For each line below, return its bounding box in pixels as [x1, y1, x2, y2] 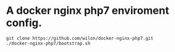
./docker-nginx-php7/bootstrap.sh [6, 40, 91, 46]
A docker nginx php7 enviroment [6, 4, 169, 17]
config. [6, 16, 42, 29]
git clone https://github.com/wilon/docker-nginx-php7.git [6, 35, 154, 41]
